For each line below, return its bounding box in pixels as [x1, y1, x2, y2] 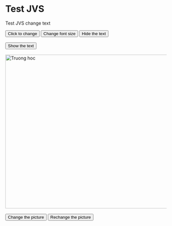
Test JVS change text [5, 20, 51, 26]
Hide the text [81, 31, 106, 36]
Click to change [8, 31, 37, 36]
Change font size [43, 31, 76, 36]
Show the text [8, 43, 34, 49]
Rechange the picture [50, 214, 91, 220]
